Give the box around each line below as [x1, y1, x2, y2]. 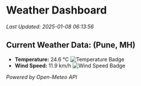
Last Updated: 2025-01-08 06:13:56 [6, 23, 94, 30]
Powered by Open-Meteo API [6, 73, 78, 80]
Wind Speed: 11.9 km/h [14, 62, 72, 69]
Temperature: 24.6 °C [14, 55, 69, 62]
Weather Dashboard [6, 4, 107, 17]
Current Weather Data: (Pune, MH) [6, 40, 136, 50]
